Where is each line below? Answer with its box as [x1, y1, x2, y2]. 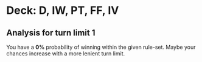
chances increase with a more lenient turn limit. [6, 50, 125, 57]
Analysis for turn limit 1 [6, 28, 96, 38]
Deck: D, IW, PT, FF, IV [6, 4, 119, 17]
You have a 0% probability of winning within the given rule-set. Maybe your [6, 43, 196, 51]
